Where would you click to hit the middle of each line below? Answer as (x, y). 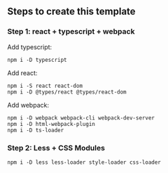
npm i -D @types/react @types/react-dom (67, 92)
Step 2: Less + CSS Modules (56, 148)
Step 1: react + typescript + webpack (71, 32)
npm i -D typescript (37, 60)
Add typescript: (30, 47)
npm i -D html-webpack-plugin (51, 124)
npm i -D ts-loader (36, 130)
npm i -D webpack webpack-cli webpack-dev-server (81, 118)
